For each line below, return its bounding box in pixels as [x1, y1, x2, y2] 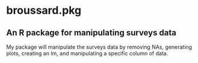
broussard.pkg [6, 4, 82, 17]
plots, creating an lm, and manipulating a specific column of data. [6, 50, 169, 57]
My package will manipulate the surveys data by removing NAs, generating [6, 43, 193, 50]
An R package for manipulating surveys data [6, 28, 176, 38]
